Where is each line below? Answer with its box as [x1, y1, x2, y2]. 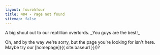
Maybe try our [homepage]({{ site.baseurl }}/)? [5, 45, 100, 51]
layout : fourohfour [5, 7, 45, 12]
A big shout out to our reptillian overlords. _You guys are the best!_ [5, 30, 140, 36]
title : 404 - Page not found [5, 12, 65, 17]
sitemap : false [5, 16, 36, 21]
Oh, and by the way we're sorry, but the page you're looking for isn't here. [5, 39, 156, 45]
